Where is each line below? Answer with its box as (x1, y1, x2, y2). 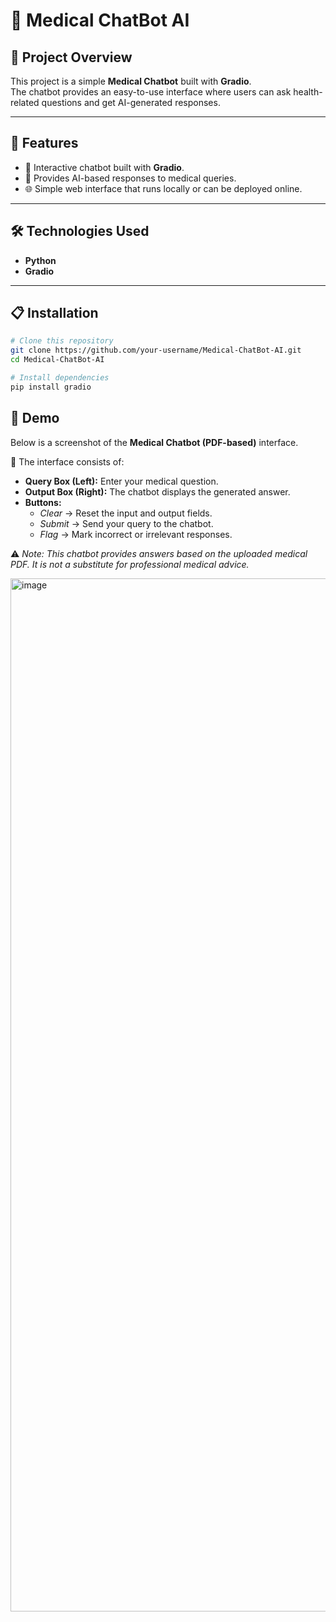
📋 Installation (10, 305, 99, 322)
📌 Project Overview (10, 49, 133, 66)
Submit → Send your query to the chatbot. (39, 517, 214, 529)
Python (24, 254, 57, 266)
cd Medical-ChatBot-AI (10, 355, 105, 365)
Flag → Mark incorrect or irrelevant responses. (39, 528, 233, 540)
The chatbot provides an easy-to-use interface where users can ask (10, 86, 292, 98)
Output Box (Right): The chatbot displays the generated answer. (24, 485, 291, 498)
